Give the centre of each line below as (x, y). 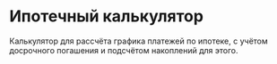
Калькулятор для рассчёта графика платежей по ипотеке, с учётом (139, 41)
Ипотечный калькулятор (107, 16)
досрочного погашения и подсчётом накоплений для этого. (124, 50)
